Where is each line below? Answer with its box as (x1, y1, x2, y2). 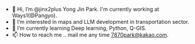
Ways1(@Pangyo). (11, 12, 57, 19)
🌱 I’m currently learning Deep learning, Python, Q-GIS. (11, 24, 147, 32)
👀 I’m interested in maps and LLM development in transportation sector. (11, 18, 190, 25)
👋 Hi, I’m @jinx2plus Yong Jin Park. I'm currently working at (11, 6, 159, 12)
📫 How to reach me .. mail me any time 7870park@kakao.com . (11, 32, 169, 38)
